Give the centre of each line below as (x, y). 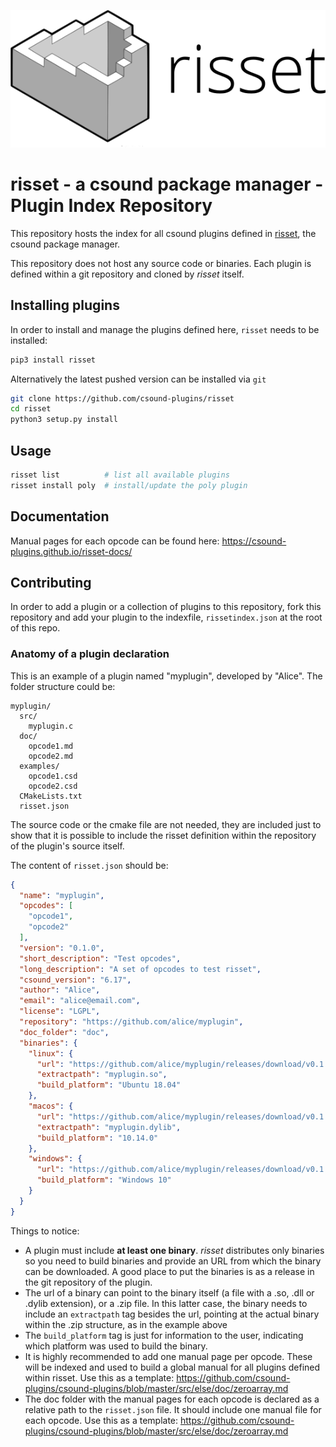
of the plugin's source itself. (67, 846)
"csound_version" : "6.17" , (75, 980)
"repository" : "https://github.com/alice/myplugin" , (131, 1022)
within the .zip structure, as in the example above (126, 1324)
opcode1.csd (53, 776)
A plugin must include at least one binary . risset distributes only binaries (174, 1250)
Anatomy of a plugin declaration (90, 654)
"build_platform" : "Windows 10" (104, 1180)
